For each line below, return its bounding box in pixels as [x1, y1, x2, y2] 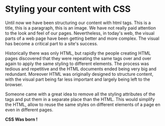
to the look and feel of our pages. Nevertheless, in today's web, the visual [5, 30, 155, 36]
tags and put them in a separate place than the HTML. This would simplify [5, 96, 155, 102]
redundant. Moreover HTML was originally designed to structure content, [5, 71, 154, 77]
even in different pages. [5, 107, 53, 113]
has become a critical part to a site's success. [5, 40, 99, 46]
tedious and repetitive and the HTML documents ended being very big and [5, 65, 157, 72]
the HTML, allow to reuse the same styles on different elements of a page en [5, 101, 161, 107]
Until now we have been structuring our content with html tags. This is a [5, 20, 151, 26]
